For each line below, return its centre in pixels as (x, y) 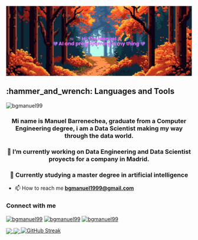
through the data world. (99, 135)
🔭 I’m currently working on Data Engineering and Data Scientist (99, 151)
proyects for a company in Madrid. (99, 159)
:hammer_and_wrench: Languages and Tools (90, 91)
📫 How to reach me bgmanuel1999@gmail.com (74, 188)
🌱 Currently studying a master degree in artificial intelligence (99, 175)
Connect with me (31, 205)
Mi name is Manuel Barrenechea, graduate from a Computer (99, 121)
